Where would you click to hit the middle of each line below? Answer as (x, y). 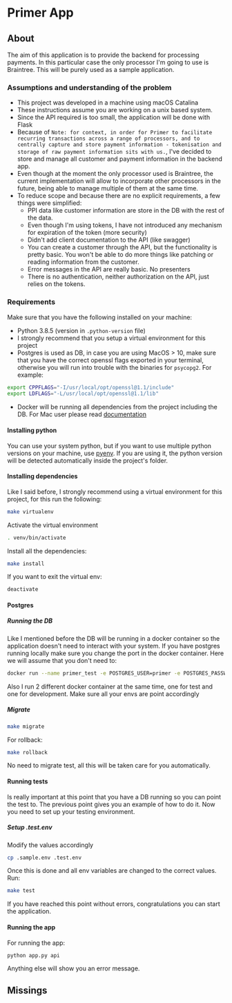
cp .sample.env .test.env (44, 858)
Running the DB (30, 621)
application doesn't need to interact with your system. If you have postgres (114, 646)
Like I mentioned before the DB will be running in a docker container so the (114, 638)
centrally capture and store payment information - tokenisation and (119, 145)
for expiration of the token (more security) (87, 233)
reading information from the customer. (83, 262)
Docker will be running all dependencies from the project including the (117, 407)
